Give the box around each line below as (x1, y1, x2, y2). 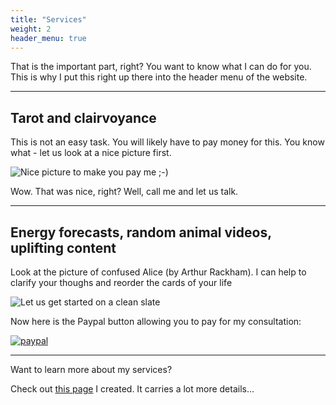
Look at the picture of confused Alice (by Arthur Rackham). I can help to (10, 266, 307, 278)
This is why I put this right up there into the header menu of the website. (10, 71, 308, 83)
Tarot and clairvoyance (10, 109, 157, 126)
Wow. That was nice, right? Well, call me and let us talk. (10, 186, 239, 198)
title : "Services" (10, 14, 87, 25)
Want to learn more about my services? (10, 364, 173, 375)
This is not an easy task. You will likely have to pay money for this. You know (10, 136, 325, 148)
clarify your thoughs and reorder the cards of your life (10, 277, 233, 288)
